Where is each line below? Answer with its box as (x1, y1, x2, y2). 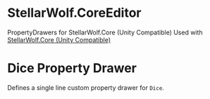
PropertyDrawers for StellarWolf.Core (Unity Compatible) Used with (7, 28, 203, 37)
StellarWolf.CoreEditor (7, 5, 142, 21)
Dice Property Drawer (7, 60, 137, 77)
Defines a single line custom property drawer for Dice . (7, 83, 164, 92)
